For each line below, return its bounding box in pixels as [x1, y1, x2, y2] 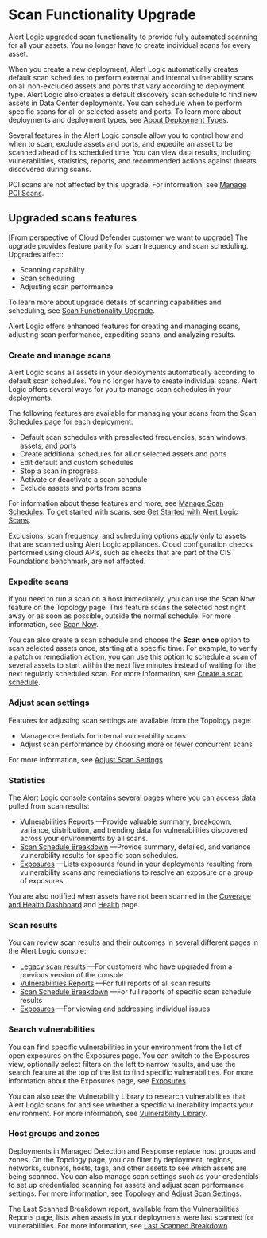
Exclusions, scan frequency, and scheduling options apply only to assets [8, 531, 246, 541]
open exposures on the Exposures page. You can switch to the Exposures [8, 1050, 250, 1060]
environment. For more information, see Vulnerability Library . [8, 1108, 208, 1118]
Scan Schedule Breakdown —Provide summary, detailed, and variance [19, 842, 251, 852]
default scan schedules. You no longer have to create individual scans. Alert [8, 376, 257, 386]
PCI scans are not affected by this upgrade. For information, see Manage [8, 179, 246, 189]
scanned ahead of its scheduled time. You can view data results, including [8, 147, 252, 157]
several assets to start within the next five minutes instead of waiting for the [8, 660, 257, 670]
